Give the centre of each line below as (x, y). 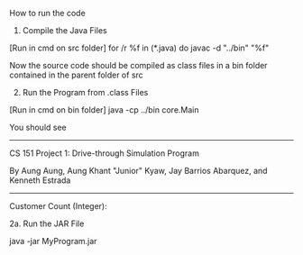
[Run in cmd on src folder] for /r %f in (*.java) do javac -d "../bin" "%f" (139, 48)
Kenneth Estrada (40, 180)
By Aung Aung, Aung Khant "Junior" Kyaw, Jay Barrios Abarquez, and (138, 171)
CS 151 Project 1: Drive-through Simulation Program (105, 153)
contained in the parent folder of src (77, 75)
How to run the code (47, 13)
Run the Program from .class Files (85, 92)
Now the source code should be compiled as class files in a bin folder (138, 65)
